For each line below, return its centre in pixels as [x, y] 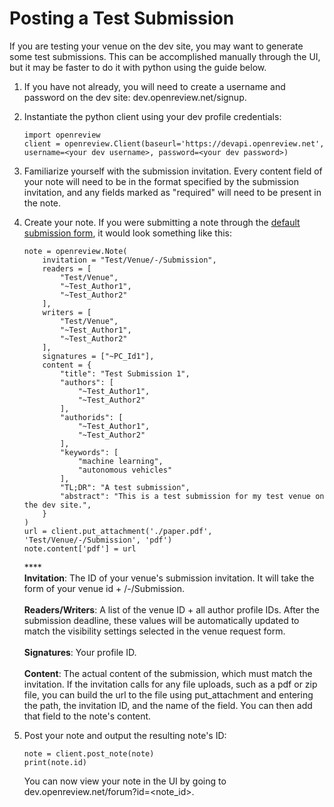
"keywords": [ [89, 452]
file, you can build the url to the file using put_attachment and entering [168, 694]
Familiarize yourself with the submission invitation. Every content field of [173, 171]
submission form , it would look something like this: [128, 233]
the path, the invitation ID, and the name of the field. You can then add [168, 705]
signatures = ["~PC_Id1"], [98, 356]
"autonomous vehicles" [125, 470]
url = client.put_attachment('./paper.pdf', [118, 531]
